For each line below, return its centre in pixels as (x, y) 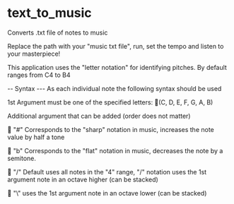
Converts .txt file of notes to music (58, 32)
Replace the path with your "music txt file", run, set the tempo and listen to (116, 46)
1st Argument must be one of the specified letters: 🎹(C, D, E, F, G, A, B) (110, 102)
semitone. (22, 158)
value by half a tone (36, 137)
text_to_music (49, 13)
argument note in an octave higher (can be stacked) (83, 179)
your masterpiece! (34, 54)
